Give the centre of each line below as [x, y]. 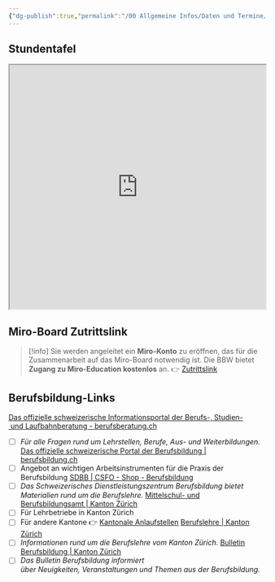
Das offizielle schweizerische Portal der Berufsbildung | [113, 451]
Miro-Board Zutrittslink [68, 332]
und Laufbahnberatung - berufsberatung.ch [83, 426]
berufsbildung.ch [49, 460]
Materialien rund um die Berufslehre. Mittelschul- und [110, 495]
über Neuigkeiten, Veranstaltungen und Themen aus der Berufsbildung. [140, 570]
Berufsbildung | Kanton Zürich [71, 552]
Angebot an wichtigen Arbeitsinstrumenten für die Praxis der [122, 468]
